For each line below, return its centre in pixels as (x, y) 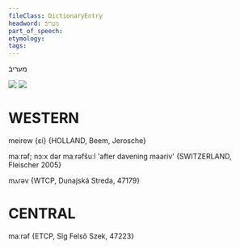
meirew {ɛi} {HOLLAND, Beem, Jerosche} (78, 141)
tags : (17, 46)
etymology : (27, 38)
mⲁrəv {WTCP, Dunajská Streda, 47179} (74, 181)
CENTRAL (42, 214)
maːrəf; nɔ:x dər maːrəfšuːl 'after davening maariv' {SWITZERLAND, (120, 156)
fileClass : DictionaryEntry (56, 16)
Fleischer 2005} (35, 165)
